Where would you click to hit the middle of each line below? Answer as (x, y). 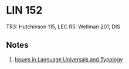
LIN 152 (24, 10)
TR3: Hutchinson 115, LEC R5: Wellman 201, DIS (63, 27)
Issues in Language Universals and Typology (69, 59)
